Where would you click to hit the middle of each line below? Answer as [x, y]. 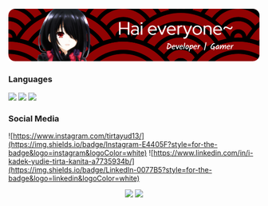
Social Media [34, 118]
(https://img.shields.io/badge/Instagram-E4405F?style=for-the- [113, 144]
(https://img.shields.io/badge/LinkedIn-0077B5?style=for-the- [110, 169]
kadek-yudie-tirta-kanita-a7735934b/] [71, 161]
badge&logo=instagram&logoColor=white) [78, 153]
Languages [31, 79]
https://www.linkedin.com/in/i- [203, 153]
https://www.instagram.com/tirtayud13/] [79, 136]
